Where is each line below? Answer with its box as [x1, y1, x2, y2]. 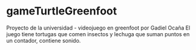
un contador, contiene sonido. [6, 37, 81, 44]
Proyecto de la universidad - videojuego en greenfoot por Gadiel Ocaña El [6, 24, 191, 31]
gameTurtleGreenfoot [6, 4, 117, 18]
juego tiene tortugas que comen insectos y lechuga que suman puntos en [6, 30, 190, 37]
